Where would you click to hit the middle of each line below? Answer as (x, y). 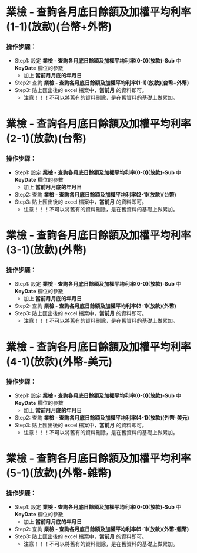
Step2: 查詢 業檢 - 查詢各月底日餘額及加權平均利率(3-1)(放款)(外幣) (95, 306)
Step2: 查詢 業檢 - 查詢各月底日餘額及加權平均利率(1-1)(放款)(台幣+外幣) (102, 83)
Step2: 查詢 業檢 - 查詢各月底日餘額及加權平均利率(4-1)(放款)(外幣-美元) (102, 417)
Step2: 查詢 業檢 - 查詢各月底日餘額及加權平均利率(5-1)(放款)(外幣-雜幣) (102, 529)
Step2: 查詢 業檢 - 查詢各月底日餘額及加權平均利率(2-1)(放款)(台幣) (95, 194)
